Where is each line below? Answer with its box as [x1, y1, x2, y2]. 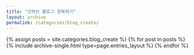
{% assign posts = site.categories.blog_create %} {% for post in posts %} [6, 36, 186, 43]
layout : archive [6, 14, 46, 20]
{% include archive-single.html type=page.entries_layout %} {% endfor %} [6, 42, 189, 49]
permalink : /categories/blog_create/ [6, 20, 99, 25]
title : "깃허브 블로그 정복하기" [6, 8, 76, 15]
